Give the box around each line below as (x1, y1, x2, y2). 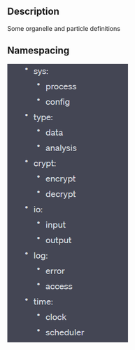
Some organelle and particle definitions (7, 24, 121, 32)
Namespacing (7, 45, 70, 57)
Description (7, 6, 59, 18)
